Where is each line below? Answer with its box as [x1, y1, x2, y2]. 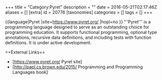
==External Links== [5, 49, 45, 55]
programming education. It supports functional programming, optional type [5, 29, 158, 35]
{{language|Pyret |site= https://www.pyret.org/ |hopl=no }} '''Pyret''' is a [5, 19, 151, 25]
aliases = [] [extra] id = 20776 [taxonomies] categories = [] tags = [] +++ [5, 9, 153, 15]
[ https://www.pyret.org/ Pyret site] [12, 59, 82, 64]
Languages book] [12, 69, 48, 75]
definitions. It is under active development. [5, 40, 92, 46]
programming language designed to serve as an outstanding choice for [5, 24, 149, 30]
